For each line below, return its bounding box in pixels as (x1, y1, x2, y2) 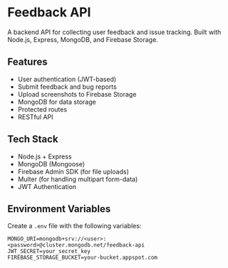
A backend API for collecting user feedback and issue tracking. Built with (7, 28, 222, 36)
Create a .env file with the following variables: (7, 222, 142, 230)
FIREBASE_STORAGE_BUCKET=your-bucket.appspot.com (7, 254, 158, 262)
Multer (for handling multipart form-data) (17, 175, 138, 183)
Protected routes (17, 104, 68, 114)
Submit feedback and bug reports (17, 82, 118, 91)
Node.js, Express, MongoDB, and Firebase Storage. (7, 35, 158, 43)
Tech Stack (7, 133, 58, 146)
